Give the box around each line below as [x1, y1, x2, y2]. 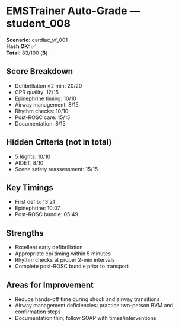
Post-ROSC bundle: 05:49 [14, 211, 79, 218]
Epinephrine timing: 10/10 [14, 95, 77, 102]
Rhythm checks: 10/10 [14, 107, 69, 114]
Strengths [6, 228, 44, 238]
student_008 [6, 17, 71, 30]
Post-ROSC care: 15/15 [14, 114, 71, 121]
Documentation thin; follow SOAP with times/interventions [14, 315, 156, 321]
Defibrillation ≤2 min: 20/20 [14, 82, 82, 89]
